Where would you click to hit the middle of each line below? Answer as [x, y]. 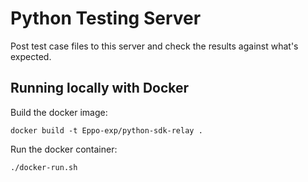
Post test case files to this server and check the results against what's [154, 46]
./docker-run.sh [44, 167]
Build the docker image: [59, 112]
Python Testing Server [106, 18]
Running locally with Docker [100, 88]
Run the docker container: [64, 149]
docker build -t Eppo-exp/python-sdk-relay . [106, 130]
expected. [31, 56]
